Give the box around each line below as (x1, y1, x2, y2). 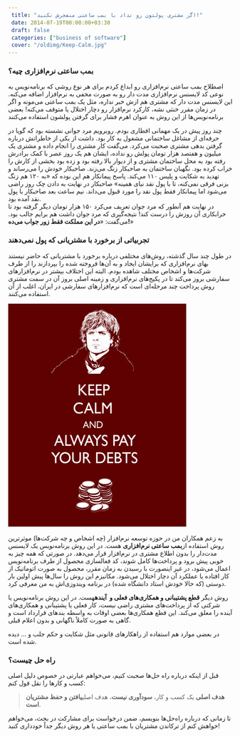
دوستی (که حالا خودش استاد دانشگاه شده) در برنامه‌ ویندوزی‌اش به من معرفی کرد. (8, 579, 226, 588)
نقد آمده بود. (8, 195, 41, 203)
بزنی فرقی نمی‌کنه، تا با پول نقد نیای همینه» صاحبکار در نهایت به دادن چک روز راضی (8, 179, 229, 188)
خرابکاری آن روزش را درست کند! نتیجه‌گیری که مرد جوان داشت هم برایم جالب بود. (8, 210, 226, 218)
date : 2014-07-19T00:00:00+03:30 (11, 19, 111, 26)
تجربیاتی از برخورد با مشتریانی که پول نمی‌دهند (8, 235, 150, 245)
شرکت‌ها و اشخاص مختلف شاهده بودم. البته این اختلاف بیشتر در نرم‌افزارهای (8, 266, 212, 275)
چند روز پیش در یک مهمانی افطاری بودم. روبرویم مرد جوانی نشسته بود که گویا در (8, 126, 223, 135)
